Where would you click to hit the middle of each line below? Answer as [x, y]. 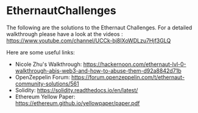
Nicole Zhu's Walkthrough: [48, 64]
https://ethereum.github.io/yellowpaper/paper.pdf [77, 103]
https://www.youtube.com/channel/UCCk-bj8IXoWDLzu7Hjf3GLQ [89, 40]
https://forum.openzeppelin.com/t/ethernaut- [128, 77]
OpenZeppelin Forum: [42, 77]
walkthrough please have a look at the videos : [65, 34]
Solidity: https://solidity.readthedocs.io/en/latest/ [76, 90]
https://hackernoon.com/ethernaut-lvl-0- [135, 64]
